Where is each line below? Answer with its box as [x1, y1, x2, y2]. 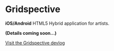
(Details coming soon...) [5, 30, 57, 36]
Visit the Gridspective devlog [5, 39, 65, 46]
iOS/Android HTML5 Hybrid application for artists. [5, 20, 109, 26]
